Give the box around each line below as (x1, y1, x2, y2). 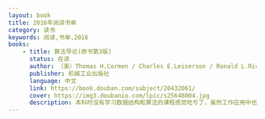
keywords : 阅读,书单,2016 (8, 33, 89, 41)
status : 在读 (28, 56, 70, 63)
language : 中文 (28, 77, 77, 85)
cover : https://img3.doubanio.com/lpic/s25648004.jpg (28, 92, 211, 99)
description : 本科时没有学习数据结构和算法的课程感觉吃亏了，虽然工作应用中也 (28, 99, 258, 106)
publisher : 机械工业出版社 (28, 70, 110, 78)
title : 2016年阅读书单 (8, 19, 77, 27)
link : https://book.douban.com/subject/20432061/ (28, 84, 196, 92)
